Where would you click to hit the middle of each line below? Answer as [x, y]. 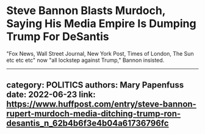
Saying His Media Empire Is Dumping [101, 24]
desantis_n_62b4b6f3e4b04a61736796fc [88, 123]
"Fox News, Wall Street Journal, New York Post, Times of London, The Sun [100, 53]
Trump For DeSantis [58, 37]
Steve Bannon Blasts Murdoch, [86, 11]
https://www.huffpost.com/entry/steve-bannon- [101, 104]
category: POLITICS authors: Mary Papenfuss [95, 85]
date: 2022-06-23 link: [51, 95]
